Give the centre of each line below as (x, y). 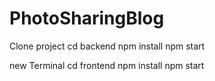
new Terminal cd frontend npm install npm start (107, 65)
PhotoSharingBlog (87, 18)
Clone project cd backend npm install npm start (107, 46)
